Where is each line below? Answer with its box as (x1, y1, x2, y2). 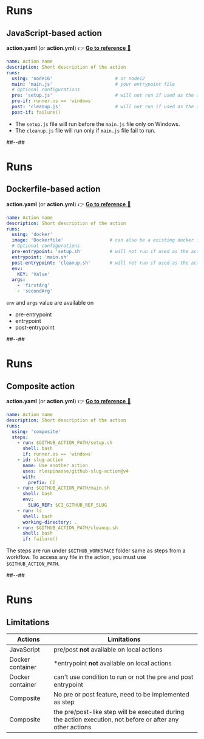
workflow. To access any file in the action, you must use (6, 553, 147, 561)
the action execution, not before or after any (53, 715, 179, 724)
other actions (53, 723, 92, 732)
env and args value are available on (6, 299, 94, 306)
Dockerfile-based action (6, 184, 101, 195)
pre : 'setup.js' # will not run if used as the (12, 92, 194, 99)
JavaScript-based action (6, 28, 102, 38)
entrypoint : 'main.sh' (12, 254, 69, 260)
